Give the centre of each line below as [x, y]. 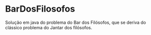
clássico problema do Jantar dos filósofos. [49, 27]
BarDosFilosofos [40, 9]
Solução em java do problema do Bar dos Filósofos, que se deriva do [76, 22]
